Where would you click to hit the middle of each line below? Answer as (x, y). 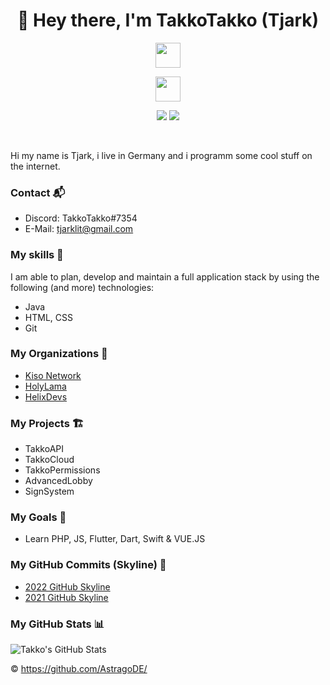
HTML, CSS (48, 317)
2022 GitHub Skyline (67, 586)
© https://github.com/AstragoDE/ (79, 669)
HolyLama (45, 386)
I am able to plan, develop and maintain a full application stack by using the (165, 276)
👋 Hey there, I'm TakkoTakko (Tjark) (168, 20)
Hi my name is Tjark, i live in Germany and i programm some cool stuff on (161, 155)
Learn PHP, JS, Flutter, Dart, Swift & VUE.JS (115, 539)
